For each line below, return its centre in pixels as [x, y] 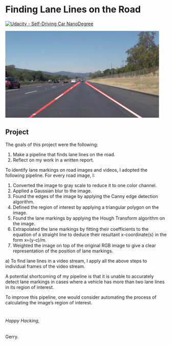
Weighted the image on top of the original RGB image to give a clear [84, 245]
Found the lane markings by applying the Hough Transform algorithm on [89, 218]
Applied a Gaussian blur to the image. [52, 191]
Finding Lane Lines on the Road [73, 10]
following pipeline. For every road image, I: [50, 175]
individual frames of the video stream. [45, 266]
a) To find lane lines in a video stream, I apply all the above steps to [76, 261]
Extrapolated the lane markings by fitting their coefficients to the [81, 229]
